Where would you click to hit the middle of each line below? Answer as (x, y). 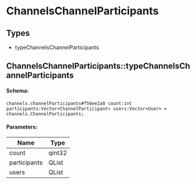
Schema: (18, 90)
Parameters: (22, 127)
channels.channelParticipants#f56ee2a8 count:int (69, 103)
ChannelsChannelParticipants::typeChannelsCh (98, 66)
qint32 (58, 152)
